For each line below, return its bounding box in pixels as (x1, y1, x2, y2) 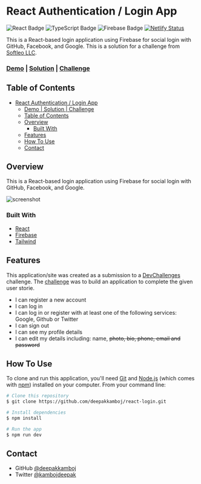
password (15, 341, 41, 348)
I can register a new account (15, 296, 87, 303)
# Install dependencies (6, 409, 67, 416)
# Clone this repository (6, 393, 69, 399)
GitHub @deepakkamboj (15, 465, 77, 472)
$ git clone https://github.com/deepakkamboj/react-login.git (6, 398, 166, 405)
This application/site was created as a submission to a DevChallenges (6, 271, 180, 278)
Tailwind (15, 238, 36, 245)
